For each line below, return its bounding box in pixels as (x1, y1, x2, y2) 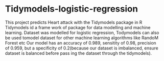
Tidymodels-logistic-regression (5, 3, 138, 15)
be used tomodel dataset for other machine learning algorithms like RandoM (5, 35, 159, 41)
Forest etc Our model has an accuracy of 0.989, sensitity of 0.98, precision (5, 40, 157, 46)
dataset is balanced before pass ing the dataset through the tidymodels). (5, 50, 152, 56)
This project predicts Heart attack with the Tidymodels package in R (5, 19, 142, 25)
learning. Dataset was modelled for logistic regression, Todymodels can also (5, 30, 159, 35)
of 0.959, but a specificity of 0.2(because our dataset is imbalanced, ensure (5, 45, 159, 51)
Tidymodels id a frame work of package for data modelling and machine (5, 24, 151, 30)
